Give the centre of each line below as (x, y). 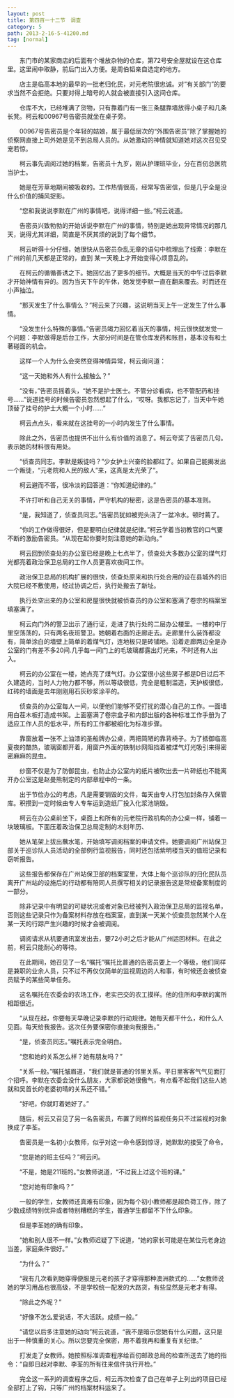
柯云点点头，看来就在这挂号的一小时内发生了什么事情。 (99, 423)
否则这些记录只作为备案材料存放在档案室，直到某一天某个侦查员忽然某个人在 (117, 915)
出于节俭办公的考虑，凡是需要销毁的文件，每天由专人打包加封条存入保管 (123, 795)
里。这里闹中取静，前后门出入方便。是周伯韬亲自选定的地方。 (96, 69)
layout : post (26, 14)
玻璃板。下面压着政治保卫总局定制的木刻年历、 (80, 827)
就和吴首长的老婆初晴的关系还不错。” (59, 1089)
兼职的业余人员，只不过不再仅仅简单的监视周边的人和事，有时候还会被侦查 (120, 971)
